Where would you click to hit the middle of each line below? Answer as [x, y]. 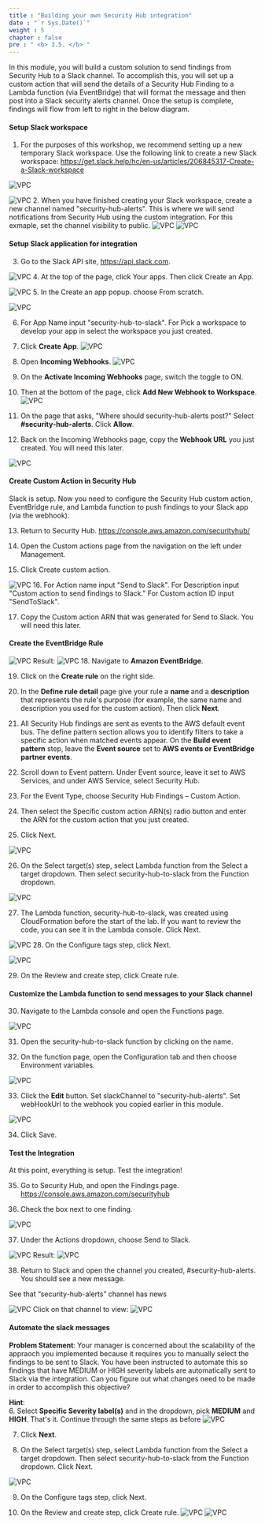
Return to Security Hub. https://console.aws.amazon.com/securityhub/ [135, 530]
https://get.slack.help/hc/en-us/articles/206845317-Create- [157, 162]
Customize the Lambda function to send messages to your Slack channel [131, 993]
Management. [43, 554]
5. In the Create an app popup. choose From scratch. [118, 292]
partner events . [46, 757]
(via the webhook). [39, 515]
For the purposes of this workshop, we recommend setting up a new [131, 145]
